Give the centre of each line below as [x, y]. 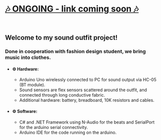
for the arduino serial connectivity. [54, 127]
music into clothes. [28, 57]
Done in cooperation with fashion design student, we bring [76, 52]
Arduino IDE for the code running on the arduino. [68, 132]
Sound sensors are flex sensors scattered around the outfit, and [83, 90]
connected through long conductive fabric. [62, 95]
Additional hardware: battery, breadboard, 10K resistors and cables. [87, 100]
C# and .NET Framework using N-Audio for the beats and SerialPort [87, 122]
